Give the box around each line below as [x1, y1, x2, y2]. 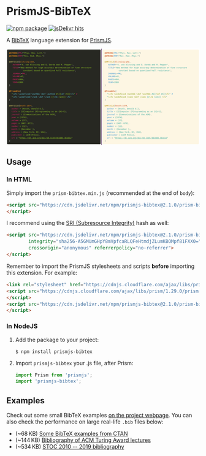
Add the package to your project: [15, 336, 99, 343]
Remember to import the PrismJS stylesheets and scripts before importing [6, 262, 195, 270]
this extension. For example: [6, 268, 78, 276]
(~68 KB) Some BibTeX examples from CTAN [15, 430, 128, 438]
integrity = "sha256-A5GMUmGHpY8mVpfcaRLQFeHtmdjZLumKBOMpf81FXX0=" [28, 238, 202, 245]
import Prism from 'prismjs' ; [15, 372, 93, 378]
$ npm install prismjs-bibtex [15, 348, 93, 355]
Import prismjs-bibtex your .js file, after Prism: [15, 359, 134, 367]
